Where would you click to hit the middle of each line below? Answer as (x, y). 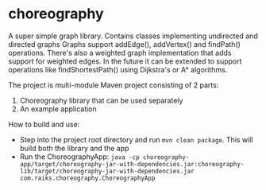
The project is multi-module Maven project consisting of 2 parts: (114, 85)
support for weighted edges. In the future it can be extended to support (125, 61)
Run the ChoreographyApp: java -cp (80, 157)
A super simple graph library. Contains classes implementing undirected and (133, 36)
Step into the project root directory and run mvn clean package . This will (136, 139)
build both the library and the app (74, 148)
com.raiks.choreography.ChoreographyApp (87, 178)
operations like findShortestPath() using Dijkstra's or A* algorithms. (118, 69)
